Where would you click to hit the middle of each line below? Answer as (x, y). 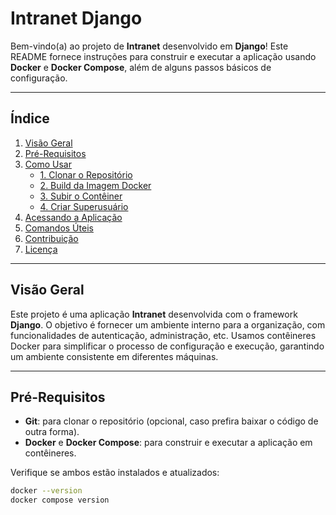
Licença (41, 249)
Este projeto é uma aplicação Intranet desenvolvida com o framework (154, 314)
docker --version (46, 491)
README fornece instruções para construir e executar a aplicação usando (163, 56)
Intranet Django (76, 18)
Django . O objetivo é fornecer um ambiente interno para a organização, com (168, 324)
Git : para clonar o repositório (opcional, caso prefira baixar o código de (171, 421)
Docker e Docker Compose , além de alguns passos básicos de (141, 67)
